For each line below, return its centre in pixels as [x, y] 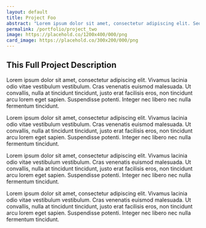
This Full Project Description [62, 65]
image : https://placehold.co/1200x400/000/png [67, 35]
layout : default [27, 12]
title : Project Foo [31, 18]
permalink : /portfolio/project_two [52, 29]
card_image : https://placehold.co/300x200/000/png [72, 40]
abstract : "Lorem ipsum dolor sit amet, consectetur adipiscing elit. [98, 23]
